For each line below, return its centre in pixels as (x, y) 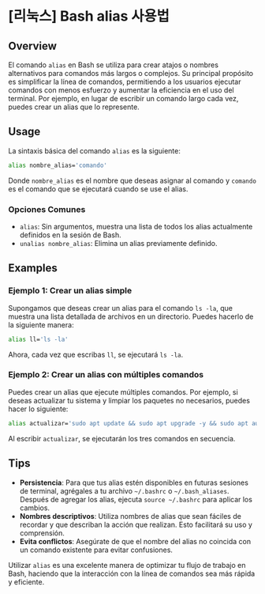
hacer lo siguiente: (38, 409)
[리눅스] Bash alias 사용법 (89, 16)
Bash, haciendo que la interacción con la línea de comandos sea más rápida (132, 573)
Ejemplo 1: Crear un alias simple (70, 291)
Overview (33, 45)
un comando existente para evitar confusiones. (96, 550)
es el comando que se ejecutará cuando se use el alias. (98, 189)
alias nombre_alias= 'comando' (58, 165)
